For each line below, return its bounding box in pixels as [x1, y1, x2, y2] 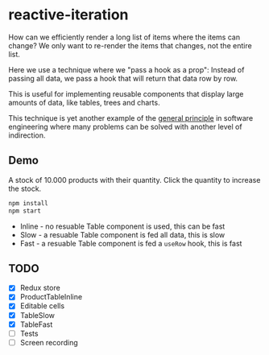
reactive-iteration [8, 6, 129, 24]
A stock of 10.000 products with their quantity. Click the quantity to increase [8, 175, 261, 184]
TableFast [19, 320, 53, 329]
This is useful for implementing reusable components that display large [8, 89, 244, 98]
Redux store [19, 283, 60, 293]
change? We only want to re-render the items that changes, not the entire [8, 40, 252, 50]
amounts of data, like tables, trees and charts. [8, 97, 160, 107]
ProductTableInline [19, 292, 83, 302]
